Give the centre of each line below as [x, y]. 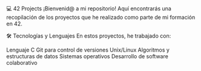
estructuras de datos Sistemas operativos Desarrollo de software [87, 56]
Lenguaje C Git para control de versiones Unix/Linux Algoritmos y [88, 50]
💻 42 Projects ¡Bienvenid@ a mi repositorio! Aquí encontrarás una [89, 8]
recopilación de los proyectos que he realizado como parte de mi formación [101, 17]
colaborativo [22, 63]
